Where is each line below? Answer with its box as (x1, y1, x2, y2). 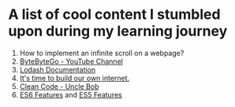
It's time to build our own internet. (19, 73, 130, 83)
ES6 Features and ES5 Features (19, 90, 122, 99)
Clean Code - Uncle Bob (19, 81, 99, 91)
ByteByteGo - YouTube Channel (19, 57, 124, 66)
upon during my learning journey (8, 22, 228, 40)
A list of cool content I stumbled (8, 6, 221, 24)
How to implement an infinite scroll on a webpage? (19, 48, 185, 57)
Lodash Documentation (19, 65, 96, 74)
